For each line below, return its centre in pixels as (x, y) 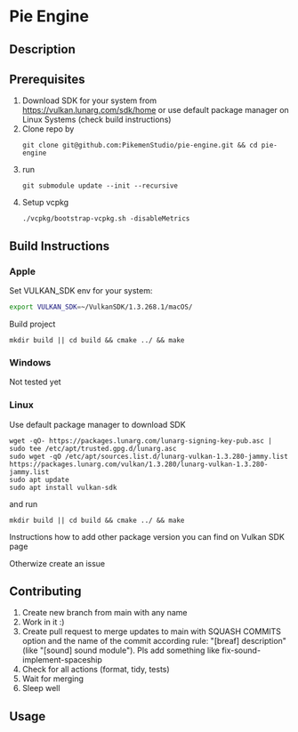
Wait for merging (53, 679)
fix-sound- (241, 650)
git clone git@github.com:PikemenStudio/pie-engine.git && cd (140, 145)
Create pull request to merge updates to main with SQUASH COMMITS (152, 631)
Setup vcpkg (45, 203)
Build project (32, 324)
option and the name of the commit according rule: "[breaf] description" (154, 641)
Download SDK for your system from (89, 101)
